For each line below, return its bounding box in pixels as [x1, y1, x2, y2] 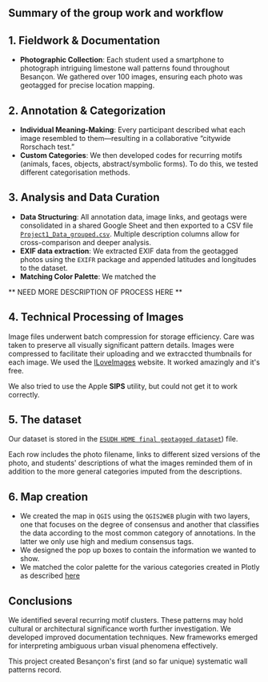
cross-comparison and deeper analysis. [19, 237, 152, 247]
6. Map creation [8, 490, 88, 503]
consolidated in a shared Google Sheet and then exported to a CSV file [19, 220, 254, 230]
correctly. [8, 389, 40, 399]
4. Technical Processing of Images [8, 310, 184, 324]
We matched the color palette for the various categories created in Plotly [19, 563, 260, 572]
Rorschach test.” [19, 142, 74, 151]
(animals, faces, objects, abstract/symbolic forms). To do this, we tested [19, 159, 258, 169]
